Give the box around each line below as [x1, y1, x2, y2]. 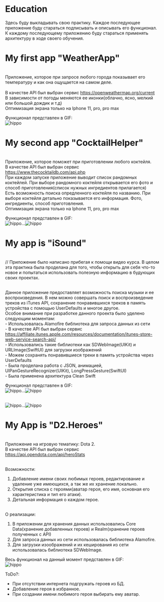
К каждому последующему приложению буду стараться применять [5, 30, 149, 36]
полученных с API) [12, 531, 52, 537]
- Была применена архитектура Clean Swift [5, 373, 96, 379]
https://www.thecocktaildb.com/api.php [5, 169, 86, 175]
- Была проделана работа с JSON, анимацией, [5, 362, 103, 368]
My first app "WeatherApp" [5, 53, 120, 64]
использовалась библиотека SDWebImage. [12, 547, 103, 553]
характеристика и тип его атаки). [12, 491, 82, 497]
